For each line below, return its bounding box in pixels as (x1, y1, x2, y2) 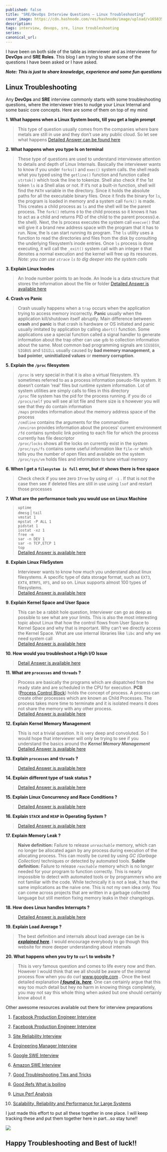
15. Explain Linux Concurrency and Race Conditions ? (5, 794, 117, 800)
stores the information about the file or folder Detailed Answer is (17, 280, 149, 286)
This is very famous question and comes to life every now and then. (17, 963, 157, 969)
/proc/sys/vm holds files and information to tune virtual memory (17, 456, 148, 462)
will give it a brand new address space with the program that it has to (17, 224, 159, 230)
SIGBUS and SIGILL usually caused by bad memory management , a (17, 347, 155, 353)
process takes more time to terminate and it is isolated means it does (17, 700, 159, 706)
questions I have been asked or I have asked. (5, 59, 98, 65)
